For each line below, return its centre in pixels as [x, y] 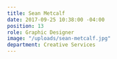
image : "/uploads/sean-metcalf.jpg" [59, 39]
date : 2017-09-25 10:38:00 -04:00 [56, 20]
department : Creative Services [51, 45]
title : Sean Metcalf [36, 13]
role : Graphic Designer [41, 32]
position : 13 [26, 26]
